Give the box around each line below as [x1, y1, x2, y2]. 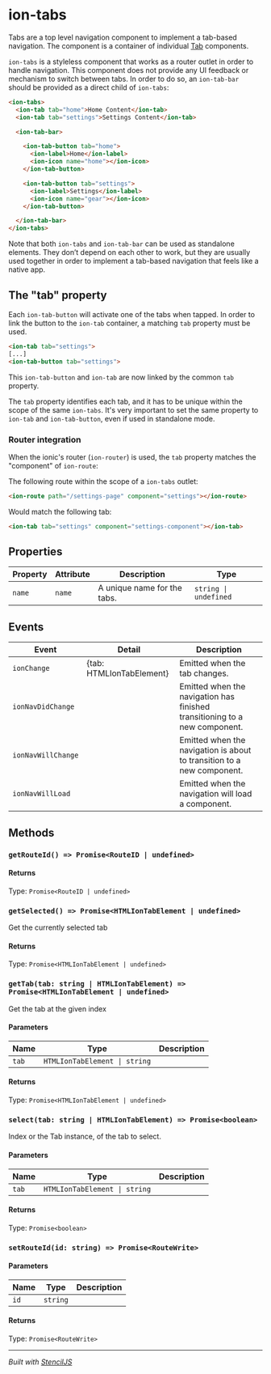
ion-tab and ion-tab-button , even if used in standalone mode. [8, 413, 215, 423]
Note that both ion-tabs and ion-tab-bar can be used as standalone [8, 239, 236, 248]
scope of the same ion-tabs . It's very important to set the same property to [8, 405, 259, 414]
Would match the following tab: [8, 507, 112, 516]
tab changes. [179, 668, 229, 679]
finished [179, 702, 211, 713]
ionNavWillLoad [12, 789, 71, 799]
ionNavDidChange [12, 702, 75, 711]
